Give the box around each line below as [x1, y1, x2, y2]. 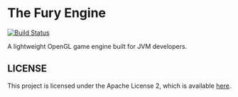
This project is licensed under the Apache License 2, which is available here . [7, 81, 232, 90]
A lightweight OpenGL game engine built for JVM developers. [7, 42, 188, 50]
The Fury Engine [7, 5, 107, 21]
